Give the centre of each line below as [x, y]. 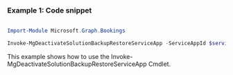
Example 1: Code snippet [50, 10]
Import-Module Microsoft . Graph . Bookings [67, 31]
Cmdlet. [159, 64]
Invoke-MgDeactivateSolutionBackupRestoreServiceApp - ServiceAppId [107, 44]
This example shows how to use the [58, 57]
